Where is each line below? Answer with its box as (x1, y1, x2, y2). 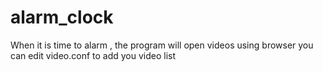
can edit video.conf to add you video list (10, 49, 177, 61)
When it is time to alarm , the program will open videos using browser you (10, 39, 314, 51)
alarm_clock (10, 6, 114, 29)
